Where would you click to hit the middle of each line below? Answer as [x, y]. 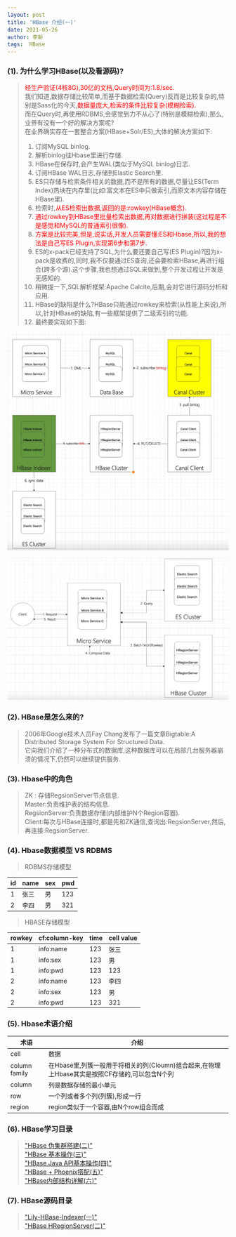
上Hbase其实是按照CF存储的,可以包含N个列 [111, 1073]
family [19, 1073]
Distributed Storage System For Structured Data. [94, 741]
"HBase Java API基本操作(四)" [68, 1163]
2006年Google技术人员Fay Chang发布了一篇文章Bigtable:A [110, 734]
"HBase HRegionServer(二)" [65, 1226]
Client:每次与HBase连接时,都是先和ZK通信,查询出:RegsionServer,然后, [125, 821]
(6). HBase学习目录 [40, 1129]
